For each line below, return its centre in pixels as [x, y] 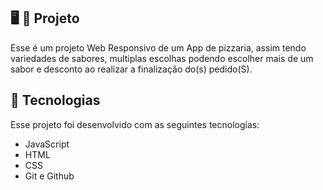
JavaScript [47, 144]
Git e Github [49, 176]
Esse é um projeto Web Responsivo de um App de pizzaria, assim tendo [158, 47]
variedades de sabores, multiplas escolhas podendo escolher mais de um [162, 58]
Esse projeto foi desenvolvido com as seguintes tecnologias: [135, 124]
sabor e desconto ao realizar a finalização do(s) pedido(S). [131, 69]
